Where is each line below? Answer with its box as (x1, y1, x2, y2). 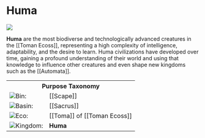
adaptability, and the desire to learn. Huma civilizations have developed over (6, 48, 199, 55)
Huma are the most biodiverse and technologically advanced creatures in (6, 35, 192, 43)
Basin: (15, 102, 34, 110)
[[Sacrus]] (48, 102, 80, 110)
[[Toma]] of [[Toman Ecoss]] (48, 111, 133, 120)
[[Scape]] (48, 92, 78, 100)
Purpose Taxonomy (42, 81, 100, 90)
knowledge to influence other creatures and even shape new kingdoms (6, 61, 186, 68)
